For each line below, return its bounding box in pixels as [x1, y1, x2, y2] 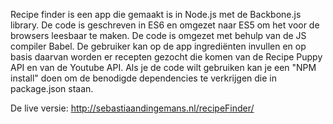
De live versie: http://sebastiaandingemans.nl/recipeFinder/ [10, 102, 255, 114]
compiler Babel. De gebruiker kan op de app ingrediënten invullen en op [10, 40, 307, 52]
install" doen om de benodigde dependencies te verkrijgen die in [10, 72, 277, 84]
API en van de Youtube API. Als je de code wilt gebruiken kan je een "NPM [10, 62, 317, 73]
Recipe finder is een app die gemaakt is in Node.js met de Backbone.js [10, 9, 302, 20]
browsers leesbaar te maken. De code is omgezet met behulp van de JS [10, 30, 307, 41]
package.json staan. [10, 83, 94, 94]
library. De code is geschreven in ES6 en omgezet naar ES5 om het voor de [10, 19, 320, 31]
